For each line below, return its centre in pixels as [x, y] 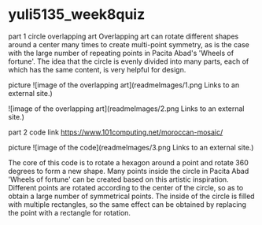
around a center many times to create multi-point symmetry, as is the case [129, 44]
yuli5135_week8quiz [77, 15]
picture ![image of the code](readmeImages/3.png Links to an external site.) [131, 147]
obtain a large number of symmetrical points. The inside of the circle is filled [131, 196]
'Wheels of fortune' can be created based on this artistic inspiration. [119, 179]
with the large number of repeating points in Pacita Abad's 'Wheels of [121, 53]
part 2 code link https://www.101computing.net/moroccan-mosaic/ [116, 132]
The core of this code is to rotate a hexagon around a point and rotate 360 [129, 162]
